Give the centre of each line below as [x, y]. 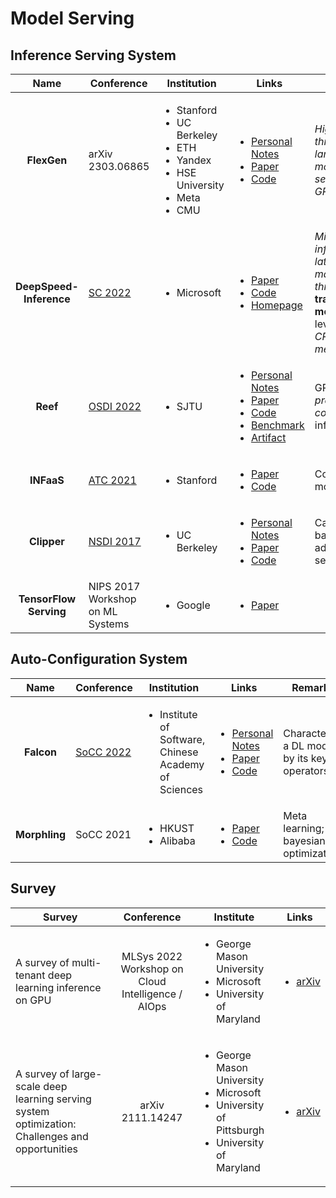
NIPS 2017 [114, 586]
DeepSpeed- [47, 286]
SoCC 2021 [103, 834]
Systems [109, 624]
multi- [86, 962]
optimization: [46, 1124]
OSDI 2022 [115, 406]
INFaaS [47, 480]
